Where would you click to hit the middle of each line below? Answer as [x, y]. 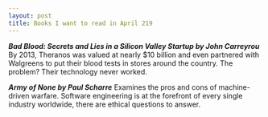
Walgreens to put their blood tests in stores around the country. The [121, 63]
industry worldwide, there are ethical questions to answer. [105, 104]
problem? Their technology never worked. [78, 71]
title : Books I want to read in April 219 [80, 23]
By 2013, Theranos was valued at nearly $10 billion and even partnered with [134, 54]
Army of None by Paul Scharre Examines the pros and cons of [113, 87]
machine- [235, 87]
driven [19, 95]
